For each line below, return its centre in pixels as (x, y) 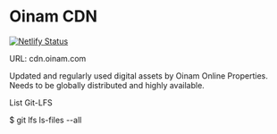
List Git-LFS (31, 102)
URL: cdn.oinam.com (48, 58)
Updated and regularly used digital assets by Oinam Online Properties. (138, 75)
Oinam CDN (54, 17)
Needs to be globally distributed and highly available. (107, 85)
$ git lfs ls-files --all (46, 120)
